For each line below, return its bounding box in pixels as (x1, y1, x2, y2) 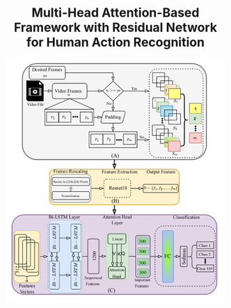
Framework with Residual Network (13, 19, 218, 35)
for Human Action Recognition (26, 35, 205, 50)
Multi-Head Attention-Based (31, 5, 200, 21)
